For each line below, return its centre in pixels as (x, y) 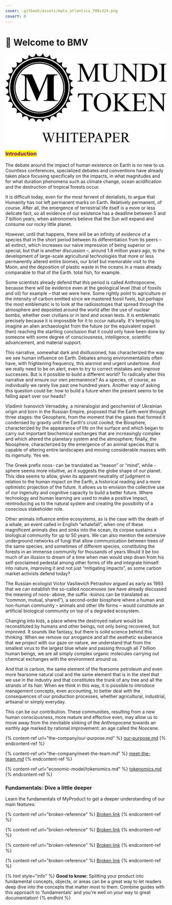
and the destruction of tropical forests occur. (52, 187)
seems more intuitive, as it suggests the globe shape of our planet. (91, 470)
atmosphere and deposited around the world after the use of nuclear (78, 310)
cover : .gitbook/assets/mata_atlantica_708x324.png (61, 11)
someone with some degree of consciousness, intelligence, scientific (78, 337)
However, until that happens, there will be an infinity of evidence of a (78, 234)
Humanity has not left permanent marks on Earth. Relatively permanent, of (84, 202)
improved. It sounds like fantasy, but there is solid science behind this (79, 631)
